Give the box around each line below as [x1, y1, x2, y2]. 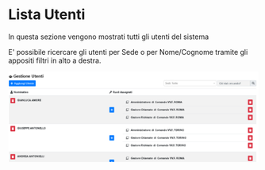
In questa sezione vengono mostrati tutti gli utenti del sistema [8, 32, 209, 41]
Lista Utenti [8, 6, 86, 24]
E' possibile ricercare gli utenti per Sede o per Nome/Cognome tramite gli [8, 47, 248, 56]
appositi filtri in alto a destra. [8, 56, 102, 65]
